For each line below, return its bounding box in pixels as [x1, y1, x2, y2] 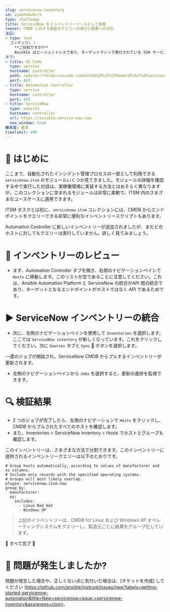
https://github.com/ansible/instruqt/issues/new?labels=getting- [26, 584, 158, 590]
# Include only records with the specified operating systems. [5, 472, 142, 477]
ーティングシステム [17, 523, 58, 530]
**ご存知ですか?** [14, 45, 49, 50]
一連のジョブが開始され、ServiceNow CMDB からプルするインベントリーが [5, 354, 162, 360]
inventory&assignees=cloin [5, 601, 62, 607]
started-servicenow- [5, 590, 49, 596]
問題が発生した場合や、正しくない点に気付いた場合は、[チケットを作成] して [5, 578, 165, 584]
